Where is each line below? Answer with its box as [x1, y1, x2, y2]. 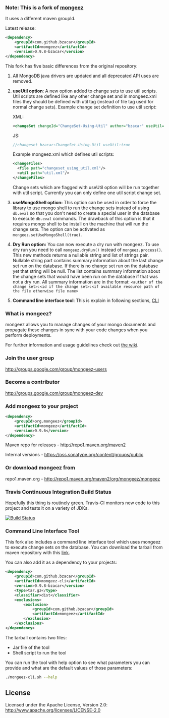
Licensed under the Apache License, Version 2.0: [5, 702, 107, 708]
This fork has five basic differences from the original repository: [5, 63, 138, 69]
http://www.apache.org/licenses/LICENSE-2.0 [5, 707, 101, 713]
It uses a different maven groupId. [5, 16, 76, 22]
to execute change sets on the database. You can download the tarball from [5, 544, 163, 551]
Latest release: [5, 25, 36, 31]
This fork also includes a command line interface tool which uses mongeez [5, 539, 161, 545]
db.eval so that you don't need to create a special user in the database [12, 210, 160, 216]
